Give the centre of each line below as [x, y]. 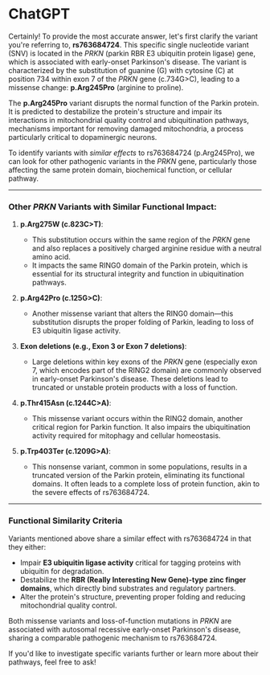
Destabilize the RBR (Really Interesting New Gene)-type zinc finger [133, 579]
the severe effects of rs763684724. [91, 493]
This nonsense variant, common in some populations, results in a [139, 467]
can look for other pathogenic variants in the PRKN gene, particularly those [133, 161]
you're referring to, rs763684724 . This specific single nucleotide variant [129, 44]
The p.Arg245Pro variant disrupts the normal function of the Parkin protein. [134, 103]
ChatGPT [39, 14]
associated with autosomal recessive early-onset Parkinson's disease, [125, 629]
